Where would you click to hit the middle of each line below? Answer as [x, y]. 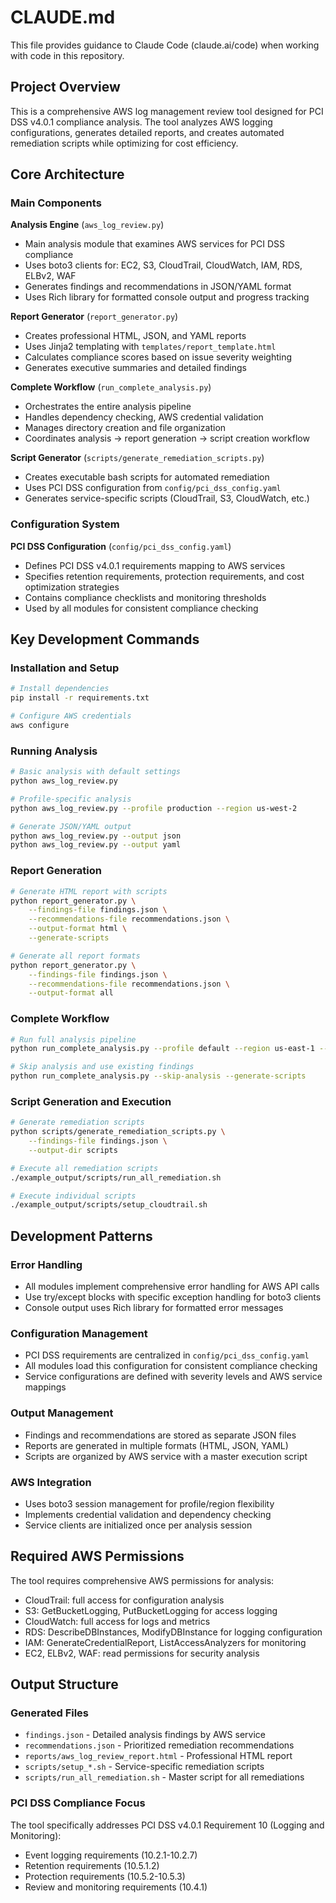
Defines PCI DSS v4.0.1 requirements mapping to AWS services [155, 565]
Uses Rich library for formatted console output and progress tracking [167, 297]
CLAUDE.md [63, 17]
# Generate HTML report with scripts [89, 891]
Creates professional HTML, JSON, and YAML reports [135, 336]
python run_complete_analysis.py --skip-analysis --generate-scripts [158, 1076]
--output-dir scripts [73, 1150]
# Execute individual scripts [73, 1196]
